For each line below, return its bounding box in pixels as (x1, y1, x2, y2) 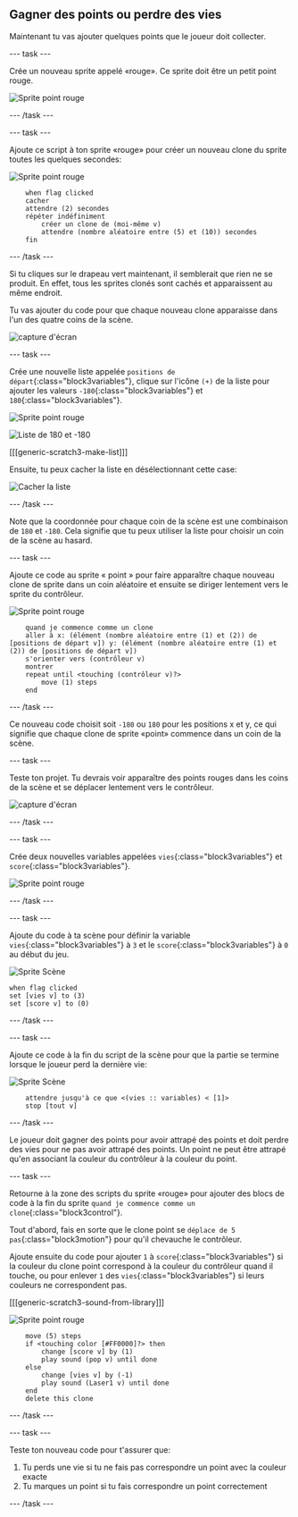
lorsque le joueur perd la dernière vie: (9, 1058, 147, 1069)
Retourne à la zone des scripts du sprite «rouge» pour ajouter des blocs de (9, 1188, 286, 1199)
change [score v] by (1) (41, 1347, 134, 1356)
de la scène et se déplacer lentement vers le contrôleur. (9, 781, 214, 792)
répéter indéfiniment (25, 212, 105, 221)
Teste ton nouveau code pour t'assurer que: (9, 1444, 171, 1455)
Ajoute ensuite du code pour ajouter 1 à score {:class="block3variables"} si (9, 1251, 284, 1261)
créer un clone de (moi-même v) (41, 219, 162, 229)
